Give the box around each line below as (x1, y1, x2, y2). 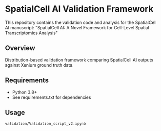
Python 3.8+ (12, 89, 38, 95)
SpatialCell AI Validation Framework (5, 3, 154, 15)
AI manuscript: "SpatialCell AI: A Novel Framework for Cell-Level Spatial (5, 24, 150, 30)
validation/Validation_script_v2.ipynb (5, 121, 86, 126)
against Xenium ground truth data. (5, 62, 74, 68)
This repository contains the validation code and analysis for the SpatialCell (5, 19, 157, 25)
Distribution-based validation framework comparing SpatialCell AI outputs (5, 57, 154, 63)
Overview (5, 44, 36, 52)
